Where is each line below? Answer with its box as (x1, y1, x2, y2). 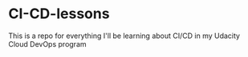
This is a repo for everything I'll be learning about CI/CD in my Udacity (8, 31, 241, 40)
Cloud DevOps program (8, 39, 87, 48)
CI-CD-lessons (8, 5, 110, 23)
